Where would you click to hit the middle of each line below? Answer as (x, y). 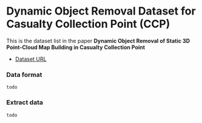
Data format (24, 75)
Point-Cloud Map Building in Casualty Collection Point (76, 47)
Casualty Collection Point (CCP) (88, 24)
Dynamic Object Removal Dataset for (101, 11)
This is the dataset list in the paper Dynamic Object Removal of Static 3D (98, 41)
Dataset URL (31, 59)
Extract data (25, 102)
